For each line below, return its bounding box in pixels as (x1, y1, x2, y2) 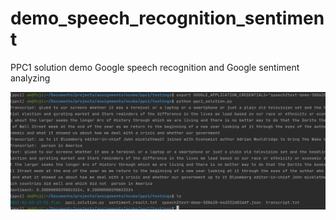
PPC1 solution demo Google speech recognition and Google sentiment (10, 61, 300, 73)
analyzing (10, 72, 51, 84)
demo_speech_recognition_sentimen (10, 7, 325, 30)
